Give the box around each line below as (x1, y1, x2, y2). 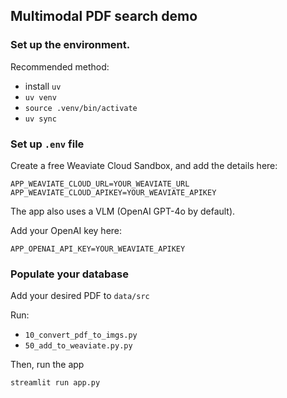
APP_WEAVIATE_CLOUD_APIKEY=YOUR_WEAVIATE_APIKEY (10, 187, 217, 198)
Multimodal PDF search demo (10, 8, 198, 25)
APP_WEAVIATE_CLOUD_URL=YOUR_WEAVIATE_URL (10, 179, 190, 189)
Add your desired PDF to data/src (10, 290, 150, 302)
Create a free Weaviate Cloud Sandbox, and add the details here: (10, 159, 278, 171)
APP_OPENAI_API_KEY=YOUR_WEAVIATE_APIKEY (10, 244, 186, 254)
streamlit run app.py (10, 378, 101, 388)
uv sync (24, 114, 57, 124)
